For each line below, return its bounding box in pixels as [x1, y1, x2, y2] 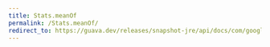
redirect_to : [8, 26, 52, 34]
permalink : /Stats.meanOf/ [8, 19, 99, 27]
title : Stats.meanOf [8, 11, 78, 20]
